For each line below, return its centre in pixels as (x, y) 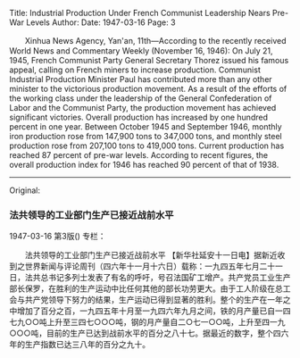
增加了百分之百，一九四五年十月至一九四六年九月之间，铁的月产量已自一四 (154, 311)
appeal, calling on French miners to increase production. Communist (135, 70)
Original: (25, 190)
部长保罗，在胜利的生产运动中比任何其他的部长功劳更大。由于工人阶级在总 (146, 288)
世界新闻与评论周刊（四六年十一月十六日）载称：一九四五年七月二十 (150, 266)
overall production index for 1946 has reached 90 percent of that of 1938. (144, 165)
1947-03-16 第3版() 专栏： (58, 237)
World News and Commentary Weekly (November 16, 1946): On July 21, (142, 51)
